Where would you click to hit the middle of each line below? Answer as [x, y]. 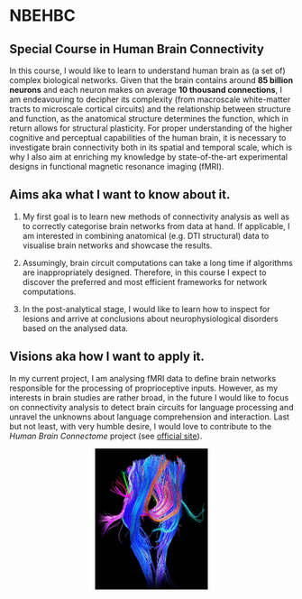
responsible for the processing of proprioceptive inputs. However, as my [144, 388]
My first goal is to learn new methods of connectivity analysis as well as [156, 217]
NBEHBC [43, 16]
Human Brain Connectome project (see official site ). [106, 436]
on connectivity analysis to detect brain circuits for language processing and [151, 407]
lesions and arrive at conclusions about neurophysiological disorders [150, 318]
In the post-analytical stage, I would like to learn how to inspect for [146, 309]
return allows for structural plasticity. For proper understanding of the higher [151, 128]
